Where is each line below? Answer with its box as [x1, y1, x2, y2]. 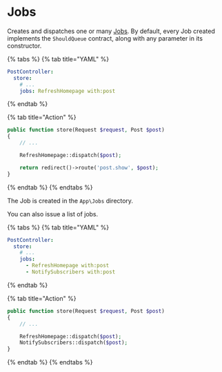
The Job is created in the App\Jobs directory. [7, 196, 133, 205]
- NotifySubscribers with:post [25, 269, 116, 276]
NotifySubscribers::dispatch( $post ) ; [19, 339, 128, 347]
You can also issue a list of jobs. [7, 209, 99, 218]
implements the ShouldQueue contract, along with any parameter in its [7, 34, 203, 42]
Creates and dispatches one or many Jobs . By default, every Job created [7, 27, 215, 35]
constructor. [7, 41, 42, 50]
